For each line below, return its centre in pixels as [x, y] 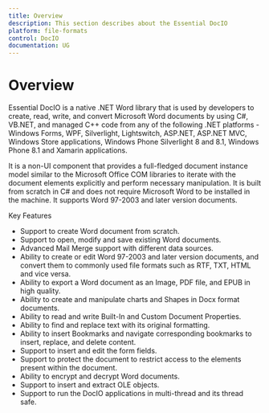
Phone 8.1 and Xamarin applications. [68, 150]
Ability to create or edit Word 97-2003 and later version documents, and [139, 257]
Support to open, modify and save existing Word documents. [120, 240]
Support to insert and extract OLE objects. [90, 385]
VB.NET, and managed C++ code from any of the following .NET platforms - [134, 125]
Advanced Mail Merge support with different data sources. [117, 248]
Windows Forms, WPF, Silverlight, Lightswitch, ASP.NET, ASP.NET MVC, [128, 133]
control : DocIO [34, 38]
